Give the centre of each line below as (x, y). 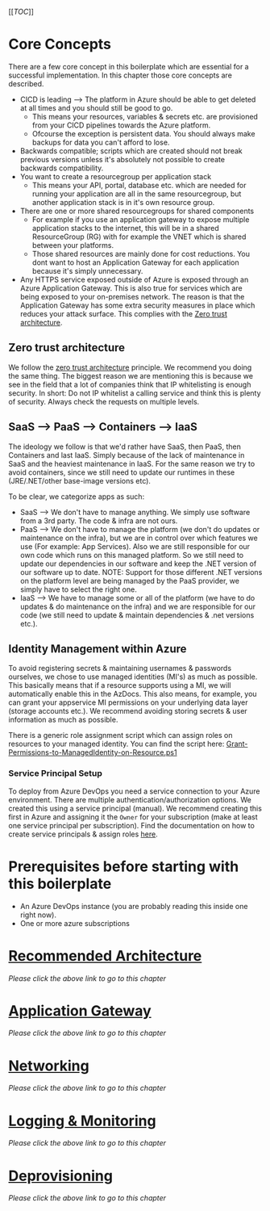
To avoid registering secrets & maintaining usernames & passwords (120, 668)
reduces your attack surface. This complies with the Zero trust (124, 313)
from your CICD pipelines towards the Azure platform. (121, 125)
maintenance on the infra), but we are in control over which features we (139, 538)
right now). (38, 915)
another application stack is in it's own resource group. (123, 202)
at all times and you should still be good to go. (96, 107)
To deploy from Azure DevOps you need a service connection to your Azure (134, 791)
